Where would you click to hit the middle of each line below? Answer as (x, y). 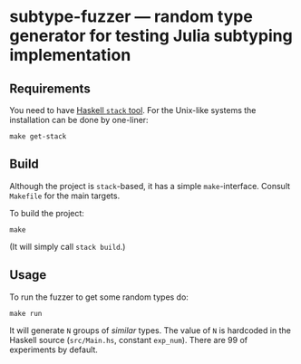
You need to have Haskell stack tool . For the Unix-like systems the (133, 110)
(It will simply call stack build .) (68, 246)
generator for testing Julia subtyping (151, 36)
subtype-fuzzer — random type (131, 17)
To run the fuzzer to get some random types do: (99, 297)
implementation (70, 55)
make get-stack (38, 137)
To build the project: (47, 213)
